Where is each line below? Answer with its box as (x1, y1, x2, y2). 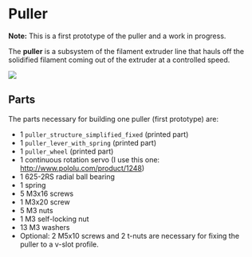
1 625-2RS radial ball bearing (19, 172, 116, 181)
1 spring (19, 180, 46, 189)
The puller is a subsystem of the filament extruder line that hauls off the (8, 46, 245, 56)
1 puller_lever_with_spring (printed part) (19, 138, 157, 147)
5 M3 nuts (19, 205, 53, 215)
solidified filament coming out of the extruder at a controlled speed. (8, 55, 230, 64)
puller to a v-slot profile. (19, 239, 99, 249)
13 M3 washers (19, 222, 70, 232)
